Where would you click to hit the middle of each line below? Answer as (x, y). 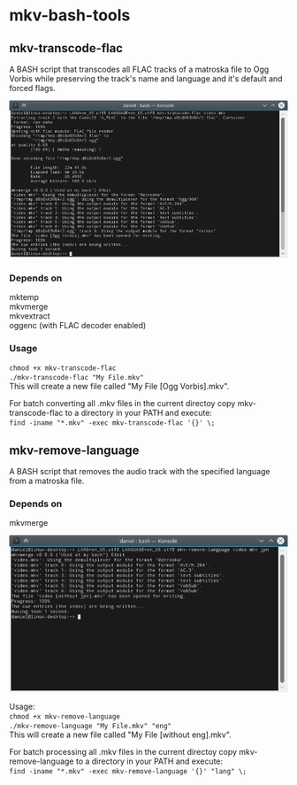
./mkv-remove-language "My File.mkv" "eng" (91, 726)
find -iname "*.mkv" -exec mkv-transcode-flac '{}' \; (112, 423)
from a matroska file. (47, 481)
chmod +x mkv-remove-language (65, 716)
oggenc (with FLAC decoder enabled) (78, 326)
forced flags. (32, 88)
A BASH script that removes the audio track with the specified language (140, 472)
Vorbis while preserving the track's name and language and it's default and (146, 79)
